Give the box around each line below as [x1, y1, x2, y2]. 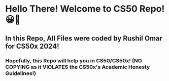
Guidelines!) [5, 69, 37, 76]
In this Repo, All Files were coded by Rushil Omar [5, 34, 163, 43]
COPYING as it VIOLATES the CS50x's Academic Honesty [5, 63, 150, 70]
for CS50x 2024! [5, 42, 59, 51]
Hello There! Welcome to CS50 [5, 3, 138, 15]
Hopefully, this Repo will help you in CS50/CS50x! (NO [5, 57, 142, 64]
